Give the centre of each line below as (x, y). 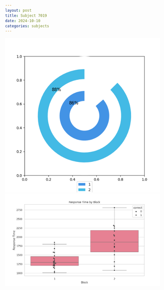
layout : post (18, 10)
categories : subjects (27, 26)
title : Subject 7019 (26, 15)
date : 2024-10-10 (23, 21)
